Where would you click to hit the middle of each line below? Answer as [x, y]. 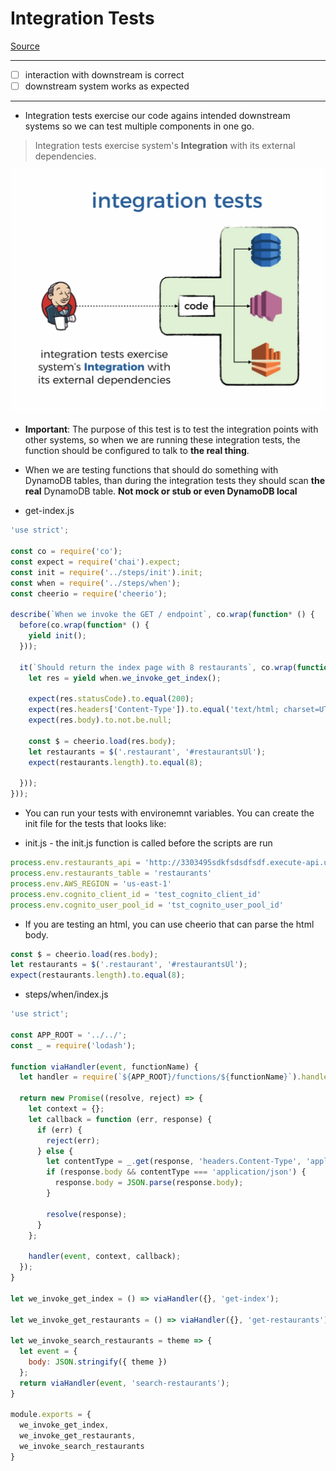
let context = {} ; [66, 1109]
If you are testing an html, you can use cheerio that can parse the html [169, 924]
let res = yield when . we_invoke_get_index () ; [125, 678]
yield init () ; [57, 636]
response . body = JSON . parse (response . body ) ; [149, 1183]
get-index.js [49, 511]
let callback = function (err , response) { [120, 1119]
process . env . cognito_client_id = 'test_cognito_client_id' [136, 894]
